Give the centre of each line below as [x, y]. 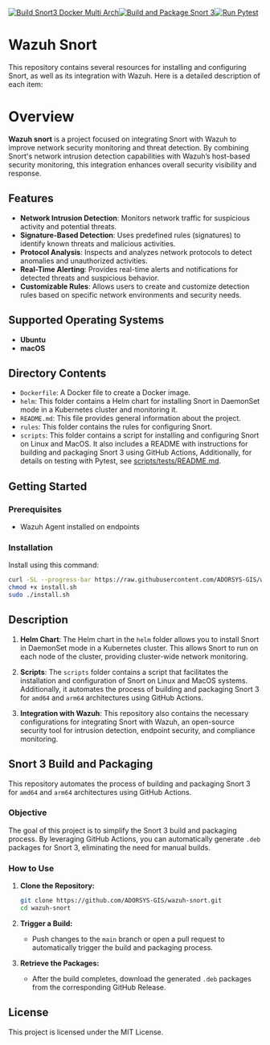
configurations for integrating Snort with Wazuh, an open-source [127, 722]
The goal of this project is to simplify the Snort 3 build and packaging [123, 830]
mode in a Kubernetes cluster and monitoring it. [99, 409]
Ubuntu [33, 339]
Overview [41, 117]
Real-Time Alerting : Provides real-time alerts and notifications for [129, 269]
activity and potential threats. [68, 226]
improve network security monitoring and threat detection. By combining [129, 147]
